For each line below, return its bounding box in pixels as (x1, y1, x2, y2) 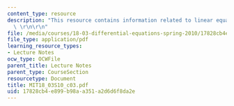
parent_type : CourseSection (7, 68, 89, 75)
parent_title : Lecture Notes (7, 62, 92, 69)
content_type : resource (7, 10, 77, 17)
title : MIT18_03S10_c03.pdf (7, 82, 89, 89)
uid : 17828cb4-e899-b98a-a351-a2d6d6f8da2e (7, 88, 136, 95)
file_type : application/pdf (7, 36, 89, 43)
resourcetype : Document (7, 75, 77, 82)
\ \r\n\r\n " (13, 23, 49, 30)
